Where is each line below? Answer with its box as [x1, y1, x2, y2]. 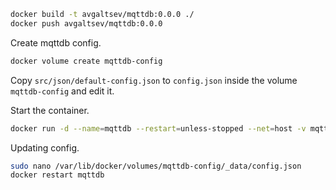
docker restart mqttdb [10, 170, 105, 180]
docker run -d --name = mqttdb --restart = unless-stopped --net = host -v [10, 123, 307, 134]
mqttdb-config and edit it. [10, 85, 115, 97]
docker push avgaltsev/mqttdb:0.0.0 [10, 18, 163, 29]
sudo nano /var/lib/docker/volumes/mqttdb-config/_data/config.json [10, 161, 302, 171]
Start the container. [10, 104, 90, 116]
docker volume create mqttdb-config [10, 56, 163, 66]
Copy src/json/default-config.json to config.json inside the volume [10, 74, 298, 86]
